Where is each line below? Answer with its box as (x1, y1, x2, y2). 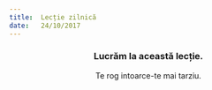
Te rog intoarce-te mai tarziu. (95, 70, 201, 80)
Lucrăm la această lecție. (93, 50, 204, 63)
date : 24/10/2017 (9, 21, 81, 30)
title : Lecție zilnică (9, 12, 97, 22)
